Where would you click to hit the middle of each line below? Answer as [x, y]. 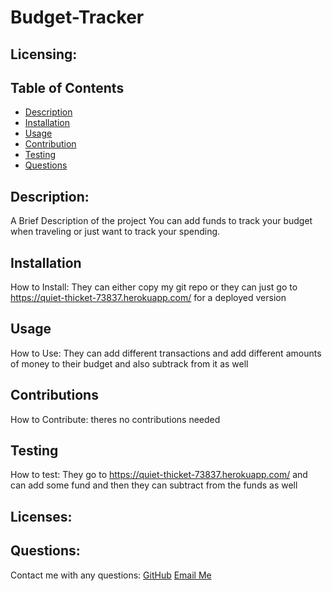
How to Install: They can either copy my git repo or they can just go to [154, 287]
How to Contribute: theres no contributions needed [115, 419]
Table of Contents [67, 87]
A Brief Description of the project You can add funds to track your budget [161, 221]
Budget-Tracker [77, 17]
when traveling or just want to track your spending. [115, 232]
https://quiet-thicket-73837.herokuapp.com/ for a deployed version [148, 298]
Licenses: [41, 516]
